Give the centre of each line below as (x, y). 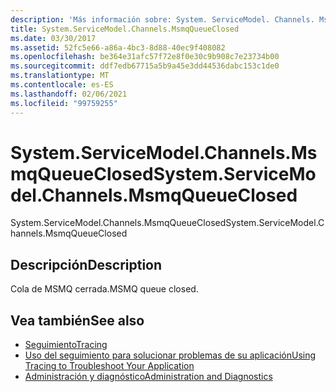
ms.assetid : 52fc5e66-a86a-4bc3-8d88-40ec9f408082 (118, 47)
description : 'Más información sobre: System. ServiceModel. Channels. (162, 19)
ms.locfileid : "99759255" (64, 103)
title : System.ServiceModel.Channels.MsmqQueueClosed (125, 29)
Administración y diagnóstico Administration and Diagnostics (148, 377)
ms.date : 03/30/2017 (53, 38)
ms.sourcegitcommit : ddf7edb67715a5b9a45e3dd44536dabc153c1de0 (145, 66)
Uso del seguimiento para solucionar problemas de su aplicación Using (170, 355)
